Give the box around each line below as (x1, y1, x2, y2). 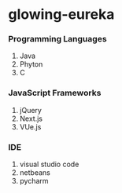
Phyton (19, 60, 43, 69)
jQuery (19, 105, 42, 115)
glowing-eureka (8, 5, 115, 24)
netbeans (19, 168, 51, 177)
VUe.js (19, 122, 42, 131)
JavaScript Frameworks (8, 88, 102, 99)
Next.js (19, 114, 43, 123)
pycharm (19, 177, 49, 186)
